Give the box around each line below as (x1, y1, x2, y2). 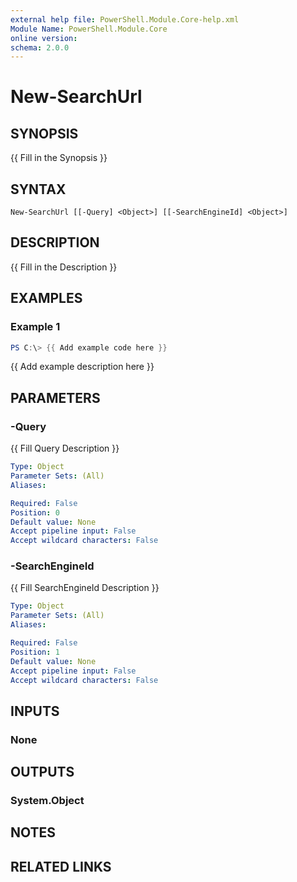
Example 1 (10, 320, 61, 334)
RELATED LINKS (10, 858, 112, 875)
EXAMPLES (10, 290, 83, 307)
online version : (10, 33, 78, 43)
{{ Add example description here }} (10, 361, 155, 373)
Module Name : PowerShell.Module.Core (10, 24, 168, 34)
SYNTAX (10, 181, 67, 198)
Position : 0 (10, 507, 60, 518)
